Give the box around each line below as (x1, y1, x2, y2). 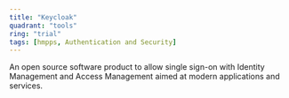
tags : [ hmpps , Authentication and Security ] (9, 37, 177, 47)
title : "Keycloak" (9, 12, 77, 22)
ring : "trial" (9, 29, 62, 38)
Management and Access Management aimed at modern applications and (9, 72, 280, 82)
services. (9, 80, 43, 91)
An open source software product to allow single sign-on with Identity (9, 62, 265, 72)
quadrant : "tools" (9, 21, 77, 30)
